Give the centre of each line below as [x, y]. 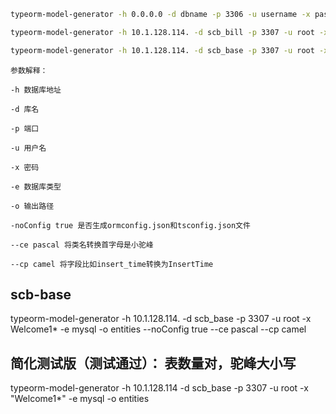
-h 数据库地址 [36, 90]
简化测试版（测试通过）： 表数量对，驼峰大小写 [153, 363]
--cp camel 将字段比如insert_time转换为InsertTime [112, 264]
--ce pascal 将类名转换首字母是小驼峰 [82, 245]
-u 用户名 [28, 148]
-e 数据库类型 [36, 186]
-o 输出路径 [32, 206]
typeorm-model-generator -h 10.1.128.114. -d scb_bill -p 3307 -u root [162, 32]
